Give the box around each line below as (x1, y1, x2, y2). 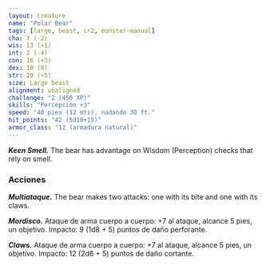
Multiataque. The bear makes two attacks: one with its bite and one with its (8, 192, 258, 202)
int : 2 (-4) (8, 49, 48, 57)
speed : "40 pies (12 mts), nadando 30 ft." (8, 109, 156, 117)
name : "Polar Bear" (8, 19, 73, 27)
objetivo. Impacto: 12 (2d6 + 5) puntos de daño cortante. (8, 249, 194, 259)
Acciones (8, 174, 46, 185)
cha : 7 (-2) (8, 34, 48, 42)
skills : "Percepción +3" (8, 101, 91, 109)
